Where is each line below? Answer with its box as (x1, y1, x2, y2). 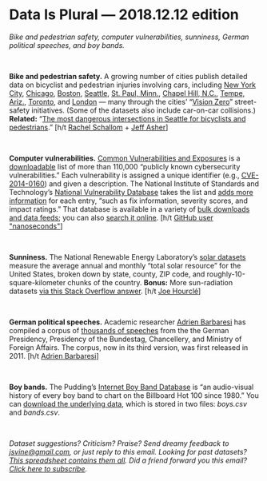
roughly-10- (206, 269, 246, 279)
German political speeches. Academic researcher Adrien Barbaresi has (9, 317, 246, 327)
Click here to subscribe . (9, 463, 87, 473)
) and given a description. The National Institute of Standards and (44, 178, 259, 189)
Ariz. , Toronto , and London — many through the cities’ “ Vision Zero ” (9, 97, 233, 106)
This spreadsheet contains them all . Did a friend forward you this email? (9, 455, 247, 465)
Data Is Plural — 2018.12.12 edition (9, 6, 239, 24)
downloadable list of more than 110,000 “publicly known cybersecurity (9, 161, 241, 171)
